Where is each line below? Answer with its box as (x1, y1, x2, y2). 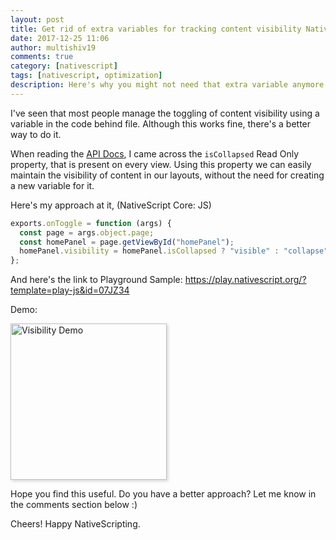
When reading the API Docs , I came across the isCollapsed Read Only (10, 147, 300, 160)
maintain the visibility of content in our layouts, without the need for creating (10, 169, 325, 181)
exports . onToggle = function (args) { (10, 218, 172, 228)
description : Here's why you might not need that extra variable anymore (10, 80, 325, 90)
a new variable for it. (10, 179, 95, 191)
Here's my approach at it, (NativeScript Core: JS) (10, 199, 212, 211)
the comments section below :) (10, 499, 138, 511)
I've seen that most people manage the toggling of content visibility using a (10, 107, 320, 119)
